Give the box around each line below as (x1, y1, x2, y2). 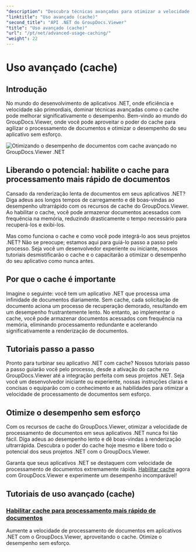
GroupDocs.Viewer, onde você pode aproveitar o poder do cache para (6, 118, 176, 125)
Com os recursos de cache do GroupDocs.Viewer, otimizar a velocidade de (6, 423, 188, 430)
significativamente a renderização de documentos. (6, 327, 129, 334)
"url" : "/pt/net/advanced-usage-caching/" (6, 30, 111, 36)
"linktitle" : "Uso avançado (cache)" (6, 14, 98, 20)
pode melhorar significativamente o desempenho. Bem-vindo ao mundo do (6, 112, 187, 119)
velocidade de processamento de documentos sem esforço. (6, 390, 151, 398)
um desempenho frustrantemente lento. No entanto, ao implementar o (6, 308, 175, 316)
